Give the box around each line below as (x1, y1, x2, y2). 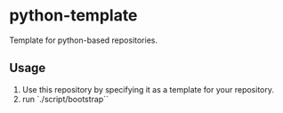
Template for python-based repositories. (9, 35, 158, 45)
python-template (9, 5, 138, 26)
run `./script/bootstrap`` (21, 93, 109, 104)
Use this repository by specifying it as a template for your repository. (21, 84, 274, 94)
